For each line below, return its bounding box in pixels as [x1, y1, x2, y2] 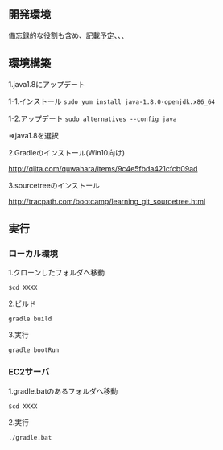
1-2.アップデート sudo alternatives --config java [8, 114, 177, 123]
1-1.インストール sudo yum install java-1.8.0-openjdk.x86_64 [8, 96, 216, 106]
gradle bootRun [8, 346, 60, 354]
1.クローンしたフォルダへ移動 [8, 268, 105, 278]
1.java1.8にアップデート [8, 79, 85, 89]
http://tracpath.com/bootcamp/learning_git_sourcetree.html [8, 196, 206, 206]
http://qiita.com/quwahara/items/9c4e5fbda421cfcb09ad [8, 163, 198, 173]
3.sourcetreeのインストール [8, 180, 101, 190]
